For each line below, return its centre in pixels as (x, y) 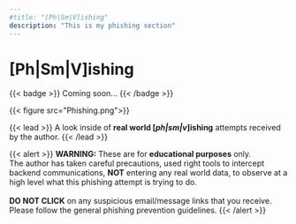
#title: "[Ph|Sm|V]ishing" (59, 17)
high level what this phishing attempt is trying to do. (103, 183)
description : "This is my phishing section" (92, 26)
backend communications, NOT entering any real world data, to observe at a (148, 173)
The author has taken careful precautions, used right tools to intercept (137, 163)
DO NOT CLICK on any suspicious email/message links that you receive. (140, 201)
